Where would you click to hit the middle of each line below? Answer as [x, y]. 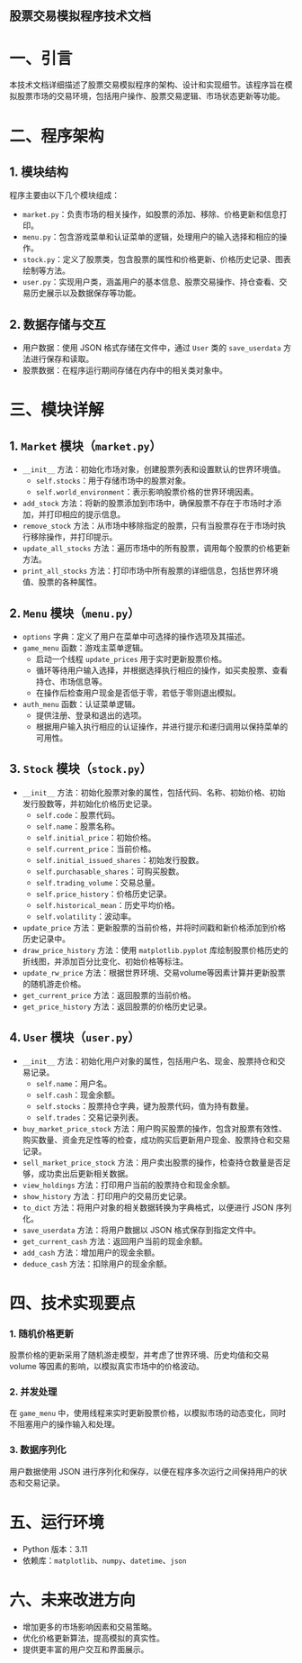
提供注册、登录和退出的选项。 [91, 715]
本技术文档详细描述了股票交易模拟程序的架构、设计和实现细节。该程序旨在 [147, 85]
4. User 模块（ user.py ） [75, 1037]
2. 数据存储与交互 [58, 324]
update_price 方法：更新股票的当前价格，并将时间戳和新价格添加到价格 [154, 927]
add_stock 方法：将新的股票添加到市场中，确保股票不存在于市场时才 [148, 504]
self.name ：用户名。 [74, 1083]
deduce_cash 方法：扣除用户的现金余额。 [97, 1263]
